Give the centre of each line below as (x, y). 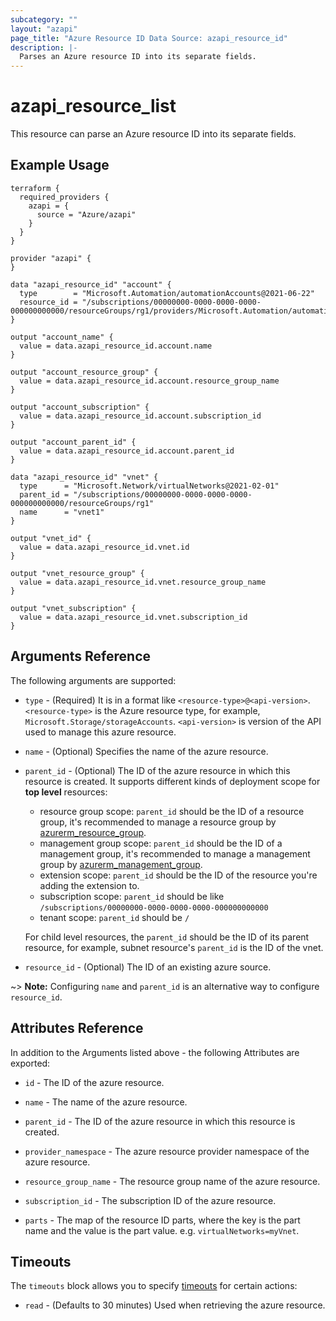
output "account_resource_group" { (84, 372)
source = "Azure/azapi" (86, 214)
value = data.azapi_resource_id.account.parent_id (127, 451)
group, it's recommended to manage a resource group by (158, 822)
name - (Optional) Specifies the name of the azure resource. (146, 751)
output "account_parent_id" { (73, 442)
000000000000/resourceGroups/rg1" (82, 503)
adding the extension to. (89, 885)
